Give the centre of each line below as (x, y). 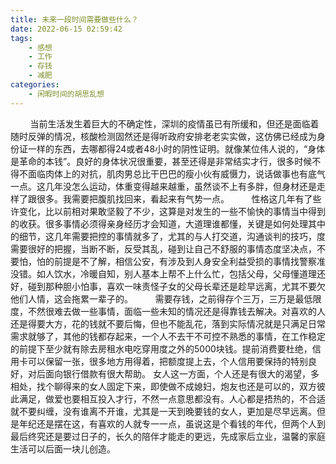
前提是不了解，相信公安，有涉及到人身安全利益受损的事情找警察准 (189, 261)
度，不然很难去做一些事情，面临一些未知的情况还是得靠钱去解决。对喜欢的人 (168, 311)
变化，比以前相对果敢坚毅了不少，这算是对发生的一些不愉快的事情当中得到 (172, 211)
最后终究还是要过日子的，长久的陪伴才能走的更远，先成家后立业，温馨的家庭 (168, 436)
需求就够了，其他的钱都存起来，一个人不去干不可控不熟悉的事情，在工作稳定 (168, 336)
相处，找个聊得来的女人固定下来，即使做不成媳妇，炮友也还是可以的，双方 (163, 386)
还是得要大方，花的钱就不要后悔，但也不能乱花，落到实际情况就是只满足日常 (168, 323)
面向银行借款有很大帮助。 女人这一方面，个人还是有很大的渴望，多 (182, 373)
